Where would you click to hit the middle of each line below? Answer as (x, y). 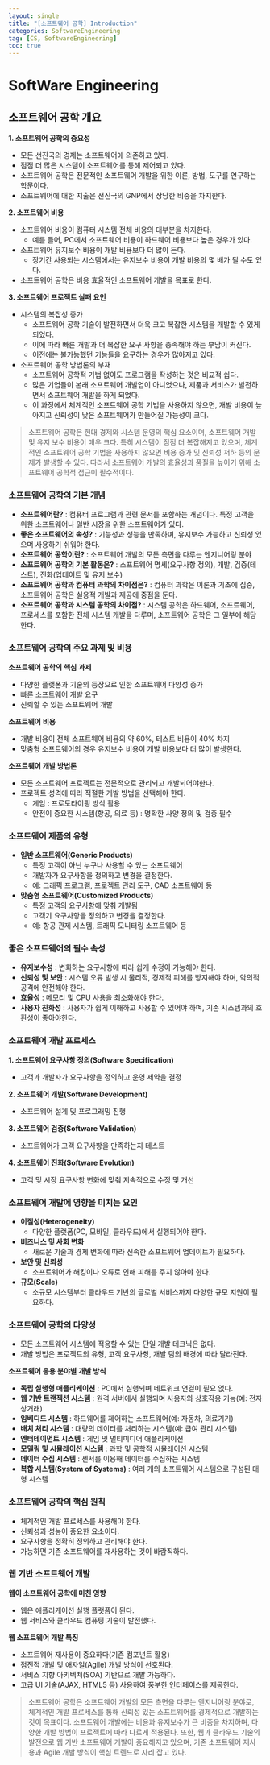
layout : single (34, 16)
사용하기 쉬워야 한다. (68, 545)
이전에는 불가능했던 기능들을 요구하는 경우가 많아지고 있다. (124, 354)
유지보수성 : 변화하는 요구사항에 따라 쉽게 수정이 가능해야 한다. (118, 967)
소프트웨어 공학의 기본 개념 (57, 495)
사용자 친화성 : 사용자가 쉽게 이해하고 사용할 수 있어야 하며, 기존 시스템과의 (137, 1008)
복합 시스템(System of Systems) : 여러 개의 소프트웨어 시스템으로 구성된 (135, 1469)
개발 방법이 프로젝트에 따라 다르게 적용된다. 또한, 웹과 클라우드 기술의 (152, 1732)
